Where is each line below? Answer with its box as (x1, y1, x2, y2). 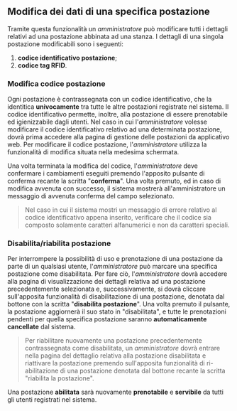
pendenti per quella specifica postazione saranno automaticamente (7, 315, 207, 324)
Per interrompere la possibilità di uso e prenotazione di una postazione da (7, 255, 224, 263)
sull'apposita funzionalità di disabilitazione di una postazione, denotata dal (7, 292, 225, 301)
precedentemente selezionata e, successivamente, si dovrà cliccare (7, 284, 206, 294)
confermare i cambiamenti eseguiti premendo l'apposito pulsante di (7, 169, 205, 178)
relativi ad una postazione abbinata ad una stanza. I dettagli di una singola (7, 32, 224, 41)
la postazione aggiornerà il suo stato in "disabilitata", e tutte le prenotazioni (7, 307, 227, 316)
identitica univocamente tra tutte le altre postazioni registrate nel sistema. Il (7, 102, 229, 111)
